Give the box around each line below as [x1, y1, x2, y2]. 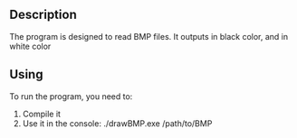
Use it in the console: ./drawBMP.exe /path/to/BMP [22, 117, 213, 129]
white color [9, 41, 52, 51]
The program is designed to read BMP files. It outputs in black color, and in [9, 31, 289, 41]
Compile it [22, 108, 62, 119]
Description [9, 7, 77, 23]
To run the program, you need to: [9, 90, 133, 102]
